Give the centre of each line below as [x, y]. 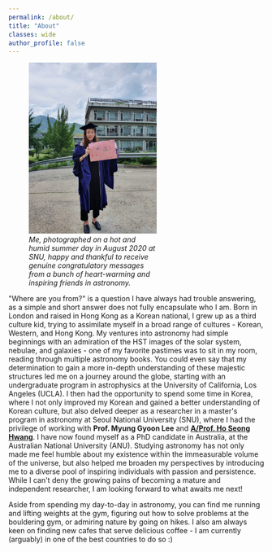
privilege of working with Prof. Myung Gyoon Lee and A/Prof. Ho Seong [130, 428]
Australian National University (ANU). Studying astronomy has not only [127, 446]
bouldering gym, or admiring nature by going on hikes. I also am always [128, 522]
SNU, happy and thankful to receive [89, 257]
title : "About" [34, 26]
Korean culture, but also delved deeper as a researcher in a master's [123, 411]
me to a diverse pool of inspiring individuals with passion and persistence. [132, 471]
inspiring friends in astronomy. [80, 283]
